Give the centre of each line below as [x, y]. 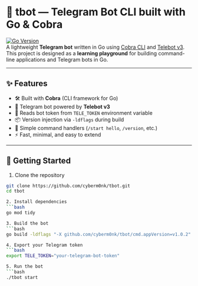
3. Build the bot [27, 223]
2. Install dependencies [37, 202]
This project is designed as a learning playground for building [82, 53]
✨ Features [27, 84]
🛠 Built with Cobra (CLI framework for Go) [66, 98]
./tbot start [22, 277]
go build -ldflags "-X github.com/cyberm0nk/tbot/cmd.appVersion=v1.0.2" [99, 234]
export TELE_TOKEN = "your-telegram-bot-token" [63, 256]
